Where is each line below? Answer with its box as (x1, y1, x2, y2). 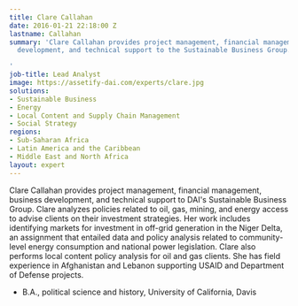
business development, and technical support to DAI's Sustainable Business (9, 194, 286, 204)
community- (239, 232, 284, 242)
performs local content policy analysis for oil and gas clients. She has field (9, 250, 281, 261)
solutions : (9, 86, 50, 96)
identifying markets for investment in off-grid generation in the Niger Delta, (9, 222, 283, 233)
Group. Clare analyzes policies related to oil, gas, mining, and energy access (9, 203, 289, 214)
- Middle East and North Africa (9, 152, 129, 161)
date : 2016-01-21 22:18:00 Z (9, 21, 117, 30)
